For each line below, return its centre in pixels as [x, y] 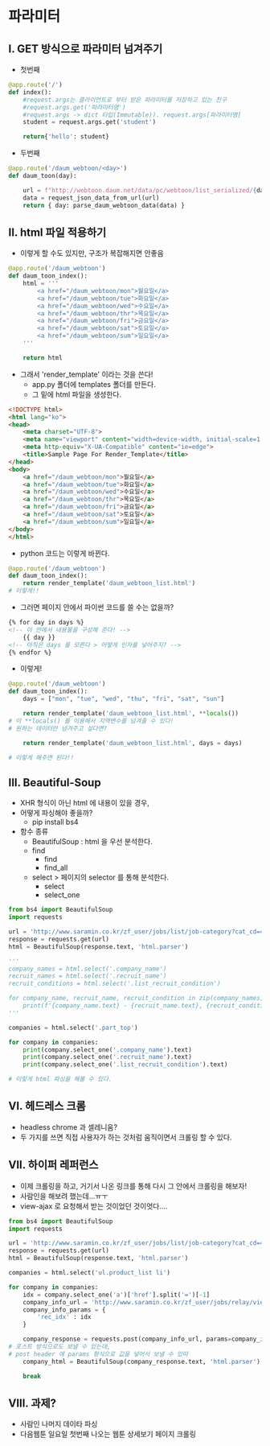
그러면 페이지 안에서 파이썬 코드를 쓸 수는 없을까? [97, 608]
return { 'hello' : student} [66, 137]
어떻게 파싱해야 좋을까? [56, 813]
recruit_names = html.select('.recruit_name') [88, 976]
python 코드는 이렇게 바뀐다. [65, 553]
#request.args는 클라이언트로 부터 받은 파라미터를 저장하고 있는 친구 [125, 100]
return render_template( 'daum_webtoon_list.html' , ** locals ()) [131, 714]
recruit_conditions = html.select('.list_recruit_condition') [115, 984]
